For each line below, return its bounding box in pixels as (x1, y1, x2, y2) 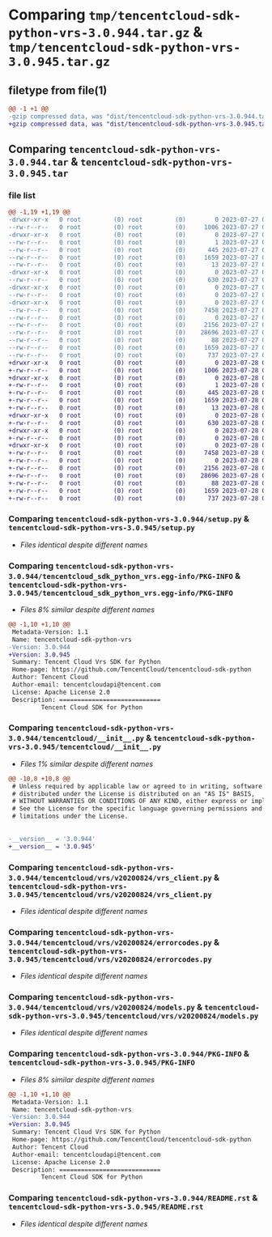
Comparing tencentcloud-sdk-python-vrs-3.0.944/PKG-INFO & (8, 1048, 249, 1060)
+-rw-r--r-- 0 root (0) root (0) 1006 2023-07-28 (8, 366, 259, 374)
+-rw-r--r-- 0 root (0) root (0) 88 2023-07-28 (8, 479, 259, 487)
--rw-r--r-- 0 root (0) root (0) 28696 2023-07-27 (8, 329, 259, 337)
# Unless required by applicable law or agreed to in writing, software (11, 782, 263, 790)
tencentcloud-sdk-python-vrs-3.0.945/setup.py (8, 524, 196, 533)
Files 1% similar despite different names (19, 759, 154, 768)
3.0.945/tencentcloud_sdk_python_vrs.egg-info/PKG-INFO (8, 589, 233, 597)
